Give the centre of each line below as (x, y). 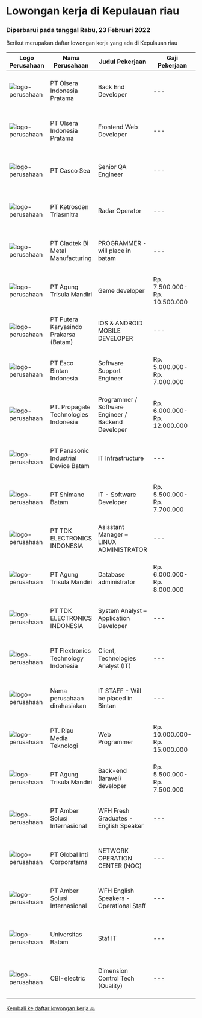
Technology (67, 658)
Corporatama (69, 862)
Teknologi (64, 746)
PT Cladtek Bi (69, 243)
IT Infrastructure (121, 458)
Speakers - (114, 898)
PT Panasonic (69, 451)
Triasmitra (65, 214)
